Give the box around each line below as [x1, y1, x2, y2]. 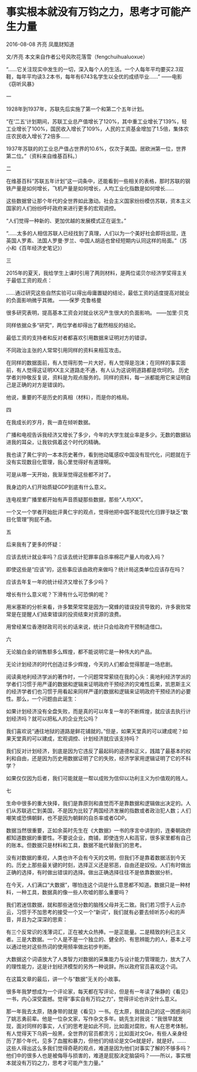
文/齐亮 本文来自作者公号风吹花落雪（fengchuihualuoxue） [6, 53, 148, 60]
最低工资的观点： [11, 277, 53, 284]
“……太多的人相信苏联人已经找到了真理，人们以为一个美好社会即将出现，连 [6, 229, 186, 237]
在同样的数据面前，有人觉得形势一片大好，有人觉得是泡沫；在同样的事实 [6, 359, 181, 366]
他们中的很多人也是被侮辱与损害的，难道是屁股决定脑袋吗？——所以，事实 [6, 1051, 186, 1059]
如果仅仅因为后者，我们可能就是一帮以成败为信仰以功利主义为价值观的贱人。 [6, 774, 191, 781]
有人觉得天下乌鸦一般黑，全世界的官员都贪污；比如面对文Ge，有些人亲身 [6, 1030, 183, 1037]
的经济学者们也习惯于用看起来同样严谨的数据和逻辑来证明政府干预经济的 [6, 688, 181, 695]
